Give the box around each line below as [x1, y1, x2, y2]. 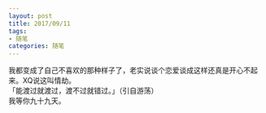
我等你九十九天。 [8, 96, 66, 106]
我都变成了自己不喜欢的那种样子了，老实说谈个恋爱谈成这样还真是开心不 [8, 66, 251, 76]
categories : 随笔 [8, 42, 65, 50]
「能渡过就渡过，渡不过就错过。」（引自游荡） [8, 86, 159, 96]
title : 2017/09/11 [8, 20, 71, 28]
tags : [8, 27, 27, 35]
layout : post [8, 11, 53, 20]
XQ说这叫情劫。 [22, 76, 76, 85]
